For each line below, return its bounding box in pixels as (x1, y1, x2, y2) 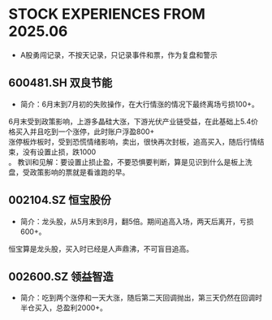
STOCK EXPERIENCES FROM (8, 5, 205, 24)
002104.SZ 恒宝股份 (8, 193, 111, 207)
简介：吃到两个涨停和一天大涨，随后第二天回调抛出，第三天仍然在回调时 (19, 293, 262, 303)
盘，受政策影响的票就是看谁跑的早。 (8, 167, 130, 177)
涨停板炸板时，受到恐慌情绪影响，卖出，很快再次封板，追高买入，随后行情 (8, 136, 257, 146)
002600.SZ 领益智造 (8, 270, 114, 283)
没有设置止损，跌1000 (22, 147, 97, 157)
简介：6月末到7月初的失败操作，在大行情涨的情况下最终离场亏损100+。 (19, 99, 260, 109)
